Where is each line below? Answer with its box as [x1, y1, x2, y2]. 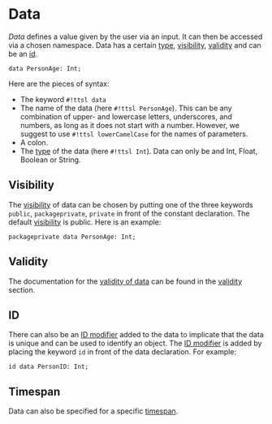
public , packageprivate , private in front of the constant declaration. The [8, 208, 250, 218]
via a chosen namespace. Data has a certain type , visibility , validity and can [8, 40, 261, 49]
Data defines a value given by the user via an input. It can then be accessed [8, 32, 263, 41]
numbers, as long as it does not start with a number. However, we [19, 120, 240, 130]
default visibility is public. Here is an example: [8, 216, 162, 227]
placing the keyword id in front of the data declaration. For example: [8, 347, 237, 357]
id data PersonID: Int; [8, 362, 89, 371]
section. [8, 285, 36, 294]
